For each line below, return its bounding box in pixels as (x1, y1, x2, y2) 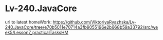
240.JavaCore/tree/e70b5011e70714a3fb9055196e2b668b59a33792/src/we (5, 24, 158, 30)
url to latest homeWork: (5, 19, 52, 25)
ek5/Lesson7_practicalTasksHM (5, 29, 69, 35)
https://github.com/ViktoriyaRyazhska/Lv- (53, 19, 137, 25)
